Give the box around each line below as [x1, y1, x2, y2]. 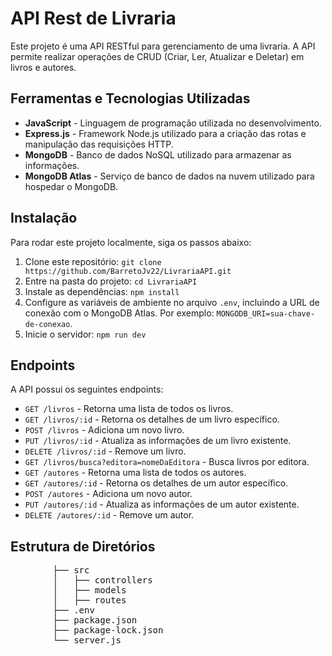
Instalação [10, 210, 78, 227]
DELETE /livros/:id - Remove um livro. [24, 445, 187, 457]
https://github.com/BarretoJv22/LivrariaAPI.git [24, 266, 232, 276]
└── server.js [52, 635, 122, 646]
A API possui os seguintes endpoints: [10, 383, 164, 396]
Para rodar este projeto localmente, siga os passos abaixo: [10, 236, 252, 248]
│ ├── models [52, 585, 127, 596]
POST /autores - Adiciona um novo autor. [24, 488, 193, 500]
